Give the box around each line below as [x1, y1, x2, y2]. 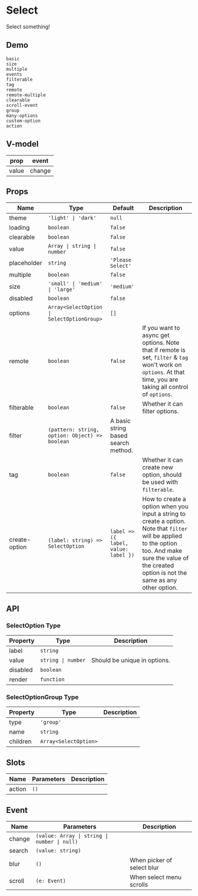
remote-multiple [6, 92, 46, 98]
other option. [142, 584, 178, 592]
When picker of [129, 856, 173, 864]
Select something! [6, 23, 50, 30]
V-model [6, 139, 39, 149]
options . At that [142, 368, 185, 377]
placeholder [9, 259, 42, 267]
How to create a [142, 495, 187, 503]
